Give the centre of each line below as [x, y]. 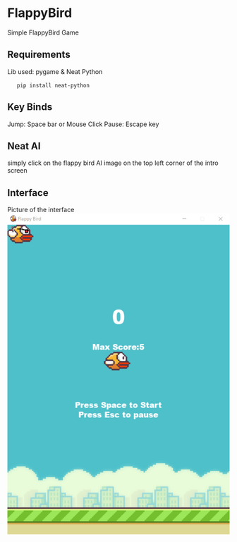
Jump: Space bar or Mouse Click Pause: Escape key [83, 124]
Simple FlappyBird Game [43, 32]
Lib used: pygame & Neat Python [55, 71]
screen [18, 171]
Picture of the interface [41, 210]
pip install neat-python [53, 85]
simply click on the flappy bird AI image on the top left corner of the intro [113, 163]
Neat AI [24, 146]
